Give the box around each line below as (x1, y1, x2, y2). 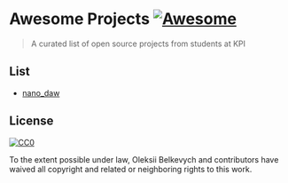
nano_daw (21, 87, 60, 98)
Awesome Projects (9, 9, 151, 29)
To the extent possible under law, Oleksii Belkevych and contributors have (9, 154, 279, 164)
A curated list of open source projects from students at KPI (30, 38, 246, 49)
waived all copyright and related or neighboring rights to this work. (9, 163, 253, 174)
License (9, 114, 54, 129)
